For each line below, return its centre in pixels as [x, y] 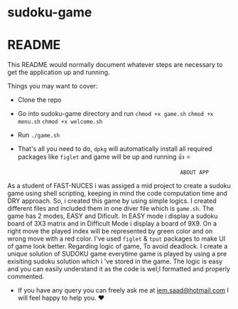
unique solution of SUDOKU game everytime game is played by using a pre [117, 254]
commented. [26, 277]
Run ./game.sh [39, 135]
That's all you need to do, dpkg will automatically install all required [115, 149]
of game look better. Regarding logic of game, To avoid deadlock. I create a [118, 246]
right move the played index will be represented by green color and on [110, 231]
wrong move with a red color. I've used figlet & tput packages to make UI [117, 239]
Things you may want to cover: [53, 86]
